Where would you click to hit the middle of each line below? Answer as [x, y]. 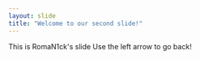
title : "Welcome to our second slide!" [76, 23]
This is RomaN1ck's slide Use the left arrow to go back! [100, 46]
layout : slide [32, 16]
